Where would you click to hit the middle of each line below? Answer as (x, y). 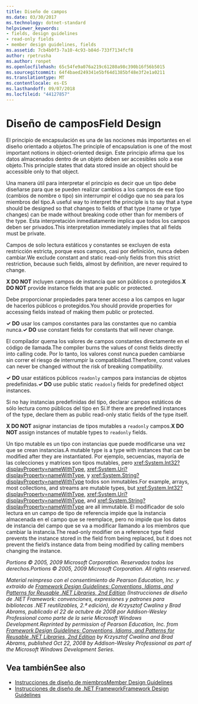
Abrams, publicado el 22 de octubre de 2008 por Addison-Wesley (87, 612)
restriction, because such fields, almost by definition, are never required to (97, 264)
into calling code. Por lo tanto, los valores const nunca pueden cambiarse (95, 354)
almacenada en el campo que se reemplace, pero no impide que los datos (96, 519)
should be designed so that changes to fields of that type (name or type (94, 208)
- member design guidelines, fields (51, 45)
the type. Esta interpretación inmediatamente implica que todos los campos (98, 220)
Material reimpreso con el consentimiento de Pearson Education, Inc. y (92, 580)
